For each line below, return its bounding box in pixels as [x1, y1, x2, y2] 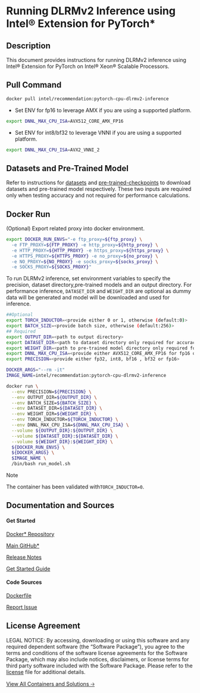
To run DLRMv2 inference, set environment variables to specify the [6, 275, 171, 282]
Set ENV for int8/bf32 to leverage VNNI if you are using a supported [14, 129, 182, 136]
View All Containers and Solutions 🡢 [6, 680, 95, 687]
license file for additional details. [6, 668, 86, 675]
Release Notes [6, 553, 42, 561]
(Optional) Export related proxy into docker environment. [6, 225, 145, 232]
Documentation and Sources [6, 500, 115, 511]
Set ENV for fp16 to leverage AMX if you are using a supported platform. [14, 106, 192, 114]
